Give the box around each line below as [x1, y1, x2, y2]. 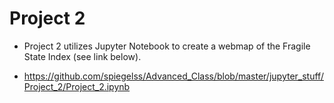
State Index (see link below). [23, 50, 142, 62]
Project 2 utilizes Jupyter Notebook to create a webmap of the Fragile [23, 40, 311, 52]
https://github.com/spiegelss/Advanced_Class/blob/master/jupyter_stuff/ [23, 70, 324, 82]
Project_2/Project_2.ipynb [23, 80, 131, 92]
